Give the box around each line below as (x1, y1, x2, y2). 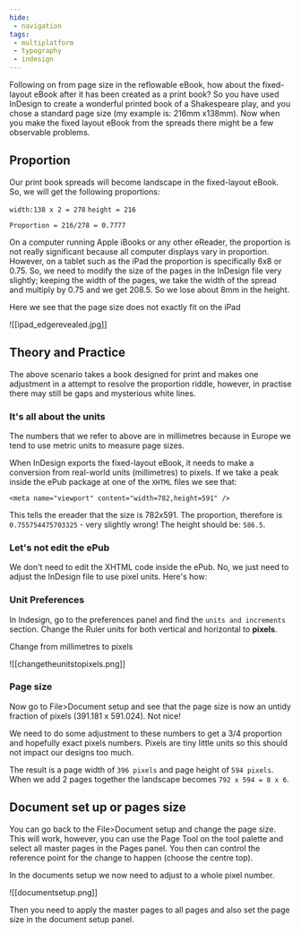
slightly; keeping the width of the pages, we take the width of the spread (9, 274, 277, 285)
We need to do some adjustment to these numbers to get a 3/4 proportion (9, 728, 282, 739)
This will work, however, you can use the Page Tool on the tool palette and (9, 833, 284, 843)
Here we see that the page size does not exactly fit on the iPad (9, 301, 241, 312)
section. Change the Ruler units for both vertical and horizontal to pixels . (9, 624, 278, 635)
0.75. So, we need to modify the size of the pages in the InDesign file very (9, 265, 282, 276)
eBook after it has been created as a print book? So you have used (33, 89, 279, 99)
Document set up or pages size (9, 799, 186, 816)
